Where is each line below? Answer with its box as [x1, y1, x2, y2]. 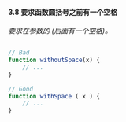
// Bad [8, 49, 30, 57]
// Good [8, 85, 34, 93]
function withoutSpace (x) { [8, 56, 101, 65]
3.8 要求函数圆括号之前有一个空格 [8, 7, 118, 17]
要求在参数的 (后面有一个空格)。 [8, 26, 113, 35]
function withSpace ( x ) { [8, 92, 101, 100]
